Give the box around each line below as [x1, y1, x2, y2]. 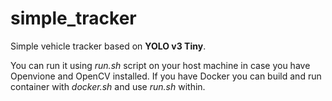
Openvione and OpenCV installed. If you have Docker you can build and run [10, 70, 322, 82]
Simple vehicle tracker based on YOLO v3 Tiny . [10, 40, 207, 52]
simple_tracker [10, 7, 137, 30]
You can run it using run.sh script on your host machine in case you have [10, 59, 311, 71]
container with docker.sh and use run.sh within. [10, 80, 206, 92]
